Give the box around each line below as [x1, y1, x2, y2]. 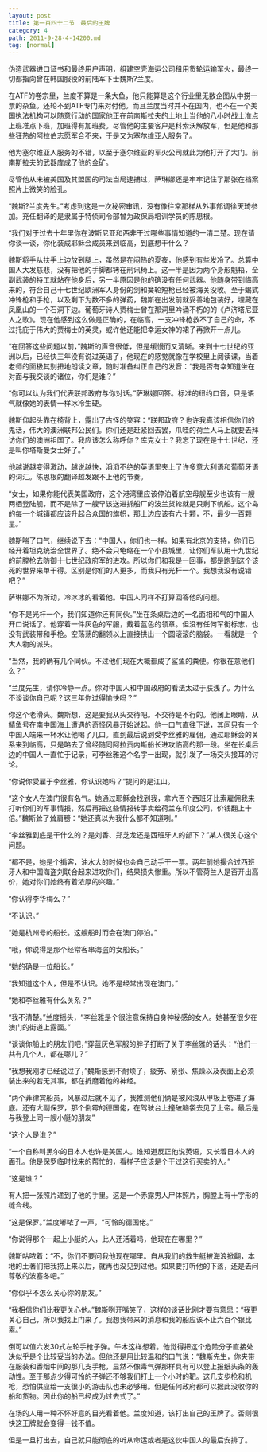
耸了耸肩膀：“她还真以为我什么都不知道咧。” [35, 814, 178, 823]
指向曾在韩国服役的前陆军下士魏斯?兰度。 [21, 74, 159, 84]
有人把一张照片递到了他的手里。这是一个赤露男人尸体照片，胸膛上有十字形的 [8, 1191, 259, 1200]
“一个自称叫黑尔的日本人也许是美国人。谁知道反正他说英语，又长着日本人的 [8, 1147, 256, 1157]
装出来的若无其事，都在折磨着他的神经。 [8, 1076, 141, 1086]
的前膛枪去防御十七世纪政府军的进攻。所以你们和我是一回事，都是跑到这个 [8, 556, 252, 565]
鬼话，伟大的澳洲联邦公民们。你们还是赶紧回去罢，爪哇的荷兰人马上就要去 [8, 425, 252, 435]
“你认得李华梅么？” [8, 894, 71, 904]
